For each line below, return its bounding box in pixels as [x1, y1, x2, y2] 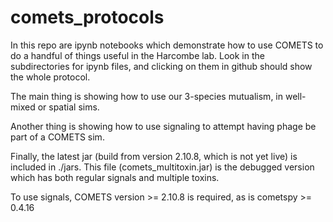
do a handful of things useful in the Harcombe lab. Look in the [10, 49, 265, 61]
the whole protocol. [10, 71, 91, 83]
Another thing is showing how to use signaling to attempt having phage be [10, 120, 317, 132]
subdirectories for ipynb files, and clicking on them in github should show [10, 60, 313, 72]
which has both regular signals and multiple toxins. [10, 171, 220, 183]
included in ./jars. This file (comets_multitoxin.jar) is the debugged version [10, 161, 315, 173]
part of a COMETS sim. [10, 131, 105, 143]
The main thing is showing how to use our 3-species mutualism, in [10, 90, 284, 102]
